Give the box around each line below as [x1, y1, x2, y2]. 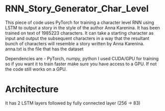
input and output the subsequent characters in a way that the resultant [5, 35, 150, 41]
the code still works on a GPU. [5, 66, 67, 72]
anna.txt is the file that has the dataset [5, 46, 83, 52]
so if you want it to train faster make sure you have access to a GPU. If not [5, 61, 157, 67]
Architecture [5, 84, 59, 95]
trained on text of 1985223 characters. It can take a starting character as [5, 30, 154, 36]
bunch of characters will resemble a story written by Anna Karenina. [5, 40, 145, 46]
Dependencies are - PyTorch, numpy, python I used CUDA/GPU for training [5, 55, 159, 61]
